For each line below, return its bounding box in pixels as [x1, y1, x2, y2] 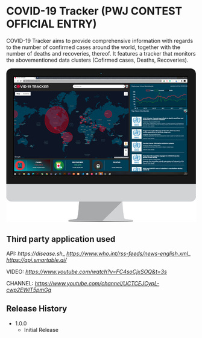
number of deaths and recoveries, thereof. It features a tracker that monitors [6, 50, 196, 57]
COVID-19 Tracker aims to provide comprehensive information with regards [6, 37, 194, 44]
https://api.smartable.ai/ [6, 256, 68, 264]
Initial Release [24, 326, 59, 333]
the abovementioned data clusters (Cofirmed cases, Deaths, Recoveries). [6, 56, 189, 63]
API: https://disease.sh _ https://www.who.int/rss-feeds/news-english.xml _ [6, 250, 191, 257]
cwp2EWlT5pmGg [6, 286, 52, 293]
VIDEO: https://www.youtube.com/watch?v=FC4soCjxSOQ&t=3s [6, 268, 167, 275]
